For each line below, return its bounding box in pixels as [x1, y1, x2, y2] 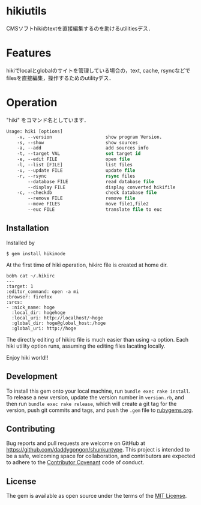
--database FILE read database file [28, 178, 154, 184]
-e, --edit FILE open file [17, 156, 130, 163]
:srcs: [6, 299, 23, 305]
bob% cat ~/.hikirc [6, 273, 55, 279]
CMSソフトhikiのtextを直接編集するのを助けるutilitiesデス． [6, 25, 154, 32]
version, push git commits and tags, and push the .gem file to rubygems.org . [6, 407, 194, 414]
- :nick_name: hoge [6, 304, 55, 310]
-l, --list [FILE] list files [17, 162, 133, 168]
